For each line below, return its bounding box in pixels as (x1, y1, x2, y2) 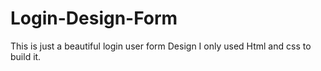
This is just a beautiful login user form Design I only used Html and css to (10, 40, 312, 52)
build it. (10, 50, 42, 62)
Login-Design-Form (10, 7, 178, 30)
